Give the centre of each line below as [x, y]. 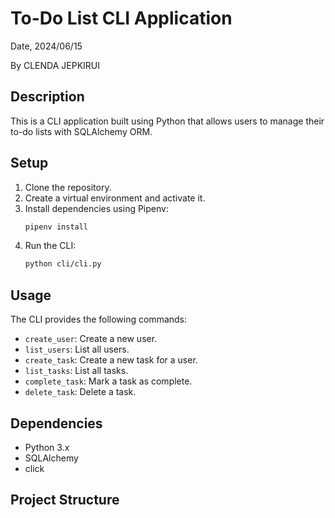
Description [47, 97]
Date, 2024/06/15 [46, 46]
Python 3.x [47, 447]
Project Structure [65, 500]
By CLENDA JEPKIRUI [55, 65]
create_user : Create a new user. [91, 339]
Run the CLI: [50, 246]
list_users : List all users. [77, 349]
